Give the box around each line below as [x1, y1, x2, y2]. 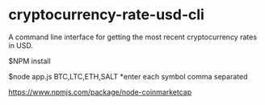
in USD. [8, 40, 34, 50]
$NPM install [8, 56, 51, 66]
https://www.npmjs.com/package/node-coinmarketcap [8, 87, 192, 97]
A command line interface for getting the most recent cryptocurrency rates [8, 32, 257, 42]
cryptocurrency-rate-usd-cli [8, 6, 204, 24]
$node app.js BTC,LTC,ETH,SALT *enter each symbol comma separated [8, 71, 248, 81]
